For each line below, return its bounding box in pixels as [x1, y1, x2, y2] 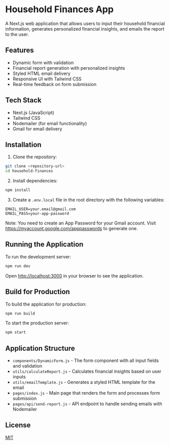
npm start [5, 330, 26, 335]
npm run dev [5, 263, 30, 268]
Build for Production [5, 288, 70, 296]
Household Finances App [5, 4, 114, 15]
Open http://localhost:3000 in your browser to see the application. [5, 272, 144, 279]
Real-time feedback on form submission [12, 81, 96, 87]
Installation [5, 140, 42, 149]
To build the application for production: [5, 301, 87, 307]
